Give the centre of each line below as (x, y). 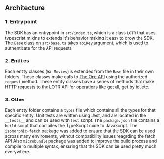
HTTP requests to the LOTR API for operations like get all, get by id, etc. (77, 87)
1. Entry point (21, 22)
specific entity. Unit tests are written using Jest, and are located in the (76, 115)
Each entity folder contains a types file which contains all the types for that (80, 110)
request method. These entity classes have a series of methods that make (80, 81)
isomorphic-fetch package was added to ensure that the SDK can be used (80, 131)
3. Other (15, 99)
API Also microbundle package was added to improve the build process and (81, 141)
